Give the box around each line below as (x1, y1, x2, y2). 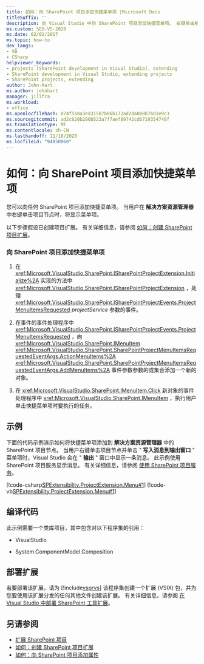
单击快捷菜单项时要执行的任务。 (15, 402, 95, 409)
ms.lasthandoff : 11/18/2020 (6, 133, 78, 140)
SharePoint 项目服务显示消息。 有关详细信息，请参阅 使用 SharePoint (6, 461, 179, 469)
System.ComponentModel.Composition (15, 547, 114, 555)
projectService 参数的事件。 (71, 306, 141, 313)
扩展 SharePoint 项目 (15, 636, 67, 643)
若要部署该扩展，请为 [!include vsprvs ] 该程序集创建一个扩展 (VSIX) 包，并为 (6, 584, 197, 592)
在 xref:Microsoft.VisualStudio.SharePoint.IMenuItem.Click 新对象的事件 (15, 387, 194, 394)
